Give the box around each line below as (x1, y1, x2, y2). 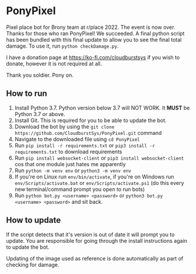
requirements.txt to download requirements (14, 148, 122, 155)
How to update (6, 215, 61, 225)
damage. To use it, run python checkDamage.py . (6, 42, 119, 49)
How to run (6, 88, 48, 98)
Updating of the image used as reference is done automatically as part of (6, 255, 184, 262)
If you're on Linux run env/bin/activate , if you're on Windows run (14, 173, 175, 180)
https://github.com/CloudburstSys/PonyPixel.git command (14, 129, 162, 136)
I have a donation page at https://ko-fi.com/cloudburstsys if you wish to (6, 54, 180, 61)
